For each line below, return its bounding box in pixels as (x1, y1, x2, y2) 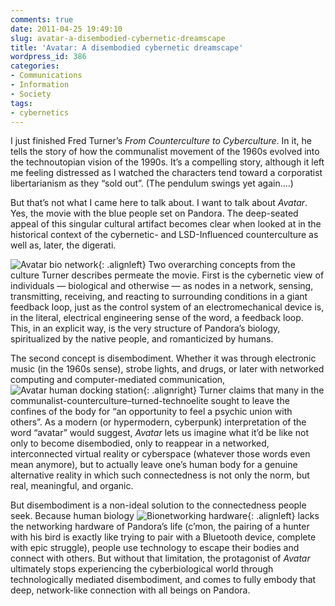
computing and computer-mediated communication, (10, 374, 226, 386)
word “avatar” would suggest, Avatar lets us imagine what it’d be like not (10, 427, 309, 439)
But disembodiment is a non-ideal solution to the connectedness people (10, 499, 307, 511)
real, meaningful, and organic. (10, 480, 134, 492)
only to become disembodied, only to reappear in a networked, (10, 437, 270, 450)
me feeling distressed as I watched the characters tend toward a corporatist (10, 167, 323, 179)
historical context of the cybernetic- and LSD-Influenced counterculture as (10, 229, 319, 241)
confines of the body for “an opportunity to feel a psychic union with (10, 406, 293, 418)
